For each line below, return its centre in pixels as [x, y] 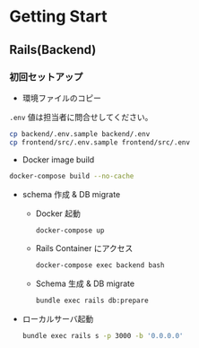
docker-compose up [70, 231]
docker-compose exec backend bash [100, 265]
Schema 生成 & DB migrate [85, 283]
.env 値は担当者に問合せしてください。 [81, 117]
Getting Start [58, 17]
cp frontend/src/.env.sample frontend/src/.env [100, 142]
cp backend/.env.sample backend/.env [80, 134]
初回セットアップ [46, 76]
